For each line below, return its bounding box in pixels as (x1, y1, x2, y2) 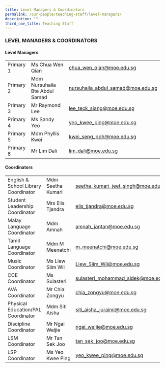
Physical (7, 300, 27, 307)
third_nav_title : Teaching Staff (5, 21, 74, 26)
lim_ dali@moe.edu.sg (68, 147, 118, 154)
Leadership (7, 202, 34, 209)
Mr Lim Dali (31, 147, 57, 154)
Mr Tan (46, 335, 63, 341)
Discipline (7, 320, 30, 327)
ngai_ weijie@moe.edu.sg (75, 323, 133, 330)
